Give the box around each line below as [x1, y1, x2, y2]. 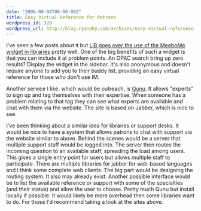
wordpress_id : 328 [6, 20, 52, 26]
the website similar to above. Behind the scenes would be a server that [6, 135, 181, 142]
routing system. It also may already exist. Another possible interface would [6, 173, 190, 180]
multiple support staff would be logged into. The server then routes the [6, 141, 181, 148]
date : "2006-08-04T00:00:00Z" [6, 8, 82, 15]
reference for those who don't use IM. [6, 74, 100, 81]
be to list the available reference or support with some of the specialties [6, 179, 184, 186]
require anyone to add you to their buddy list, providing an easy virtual [6, 67, 179, 75]
